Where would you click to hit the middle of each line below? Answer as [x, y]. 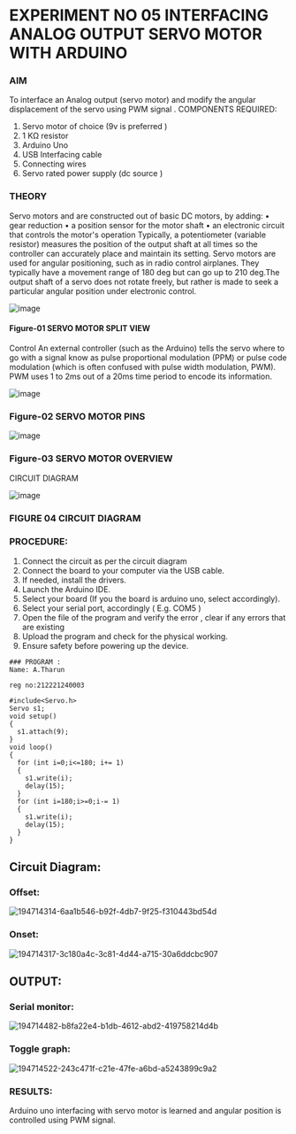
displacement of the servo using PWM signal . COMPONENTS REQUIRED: [143, 109]
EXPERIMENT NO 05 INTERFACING [139, 15]
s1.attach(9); [43, 731]
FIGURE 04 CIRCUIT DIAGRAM [75, 518]
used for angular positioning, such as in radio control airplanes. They [134, 263]
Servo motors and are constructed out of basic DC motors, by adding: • [140, 216]
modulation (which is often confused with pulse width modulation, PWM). [143, 366]
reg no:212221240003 [47, 685]
